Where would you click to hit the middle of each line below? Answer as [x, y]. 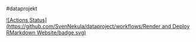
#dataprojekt [22, 9]
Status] [38, 20]
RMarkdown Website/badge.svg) [46, 33]
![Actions [17, 20]
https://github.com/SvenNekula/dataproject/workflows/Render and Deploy [99, 26]
